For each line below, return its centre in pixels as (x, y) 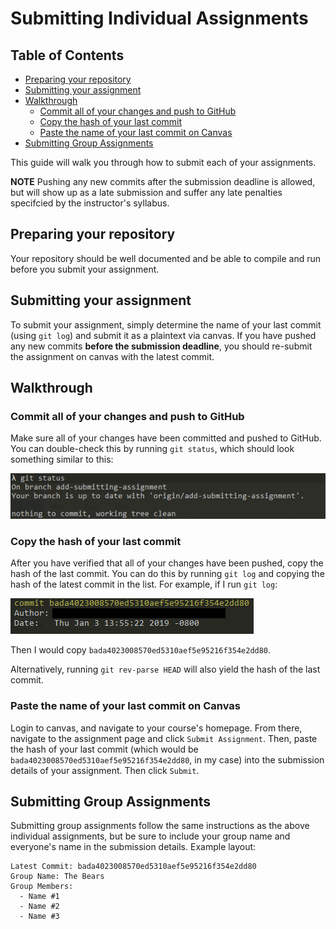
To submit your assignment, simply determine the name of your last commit (166, 324)
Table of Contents (67, 55)
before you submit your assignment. (85, 269)
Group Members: (42, 887)
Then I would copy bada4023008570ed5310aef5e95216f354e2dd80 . (141, 650)
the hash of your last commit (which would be (104, 749)
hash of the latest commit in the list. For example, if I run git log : (144, 584)
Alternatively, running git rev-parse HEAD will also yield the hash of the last (165, 669)
